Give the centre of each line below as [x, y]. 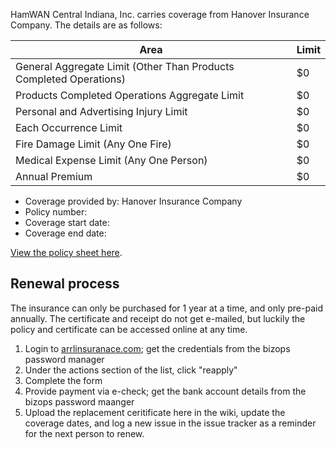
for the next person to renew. [84, 433]
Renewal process [65, 284]
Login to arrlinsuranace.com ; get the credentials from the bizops [157, 348]
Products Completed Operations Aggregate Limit [130, 95]
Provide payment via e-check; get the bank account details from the [165, 391]
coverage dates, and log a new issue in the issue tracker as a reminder [170, 423]
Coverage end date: [65, 233]
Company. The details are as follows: [86, 25]
